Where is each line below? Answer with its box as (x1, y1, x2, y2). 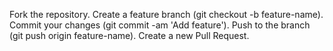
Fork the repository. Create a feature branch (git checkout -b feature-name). (9, 9, 324, 20)
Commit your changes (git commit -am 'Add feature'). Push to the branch (9, 19, 311, 31)
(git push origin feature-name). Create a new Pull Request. (9, 30, 250, 41)
